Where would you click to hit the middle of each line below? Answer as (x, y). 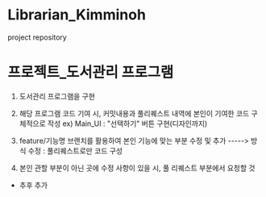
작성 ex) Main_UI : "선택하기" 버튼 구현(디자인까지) (127, 124)
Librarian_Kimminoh (77, 15)
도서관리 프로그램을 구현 (57, 96)
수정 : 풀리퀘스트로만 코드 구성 (75, 150)
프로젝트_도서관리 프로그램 (91, 72)
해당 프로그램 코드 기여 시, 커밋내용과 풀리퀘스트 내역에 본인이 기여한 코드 (134, 113)
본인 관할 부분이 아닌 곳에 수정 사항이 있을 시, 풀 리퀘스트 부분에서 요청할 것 (137, 168)
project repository (37, 37)
